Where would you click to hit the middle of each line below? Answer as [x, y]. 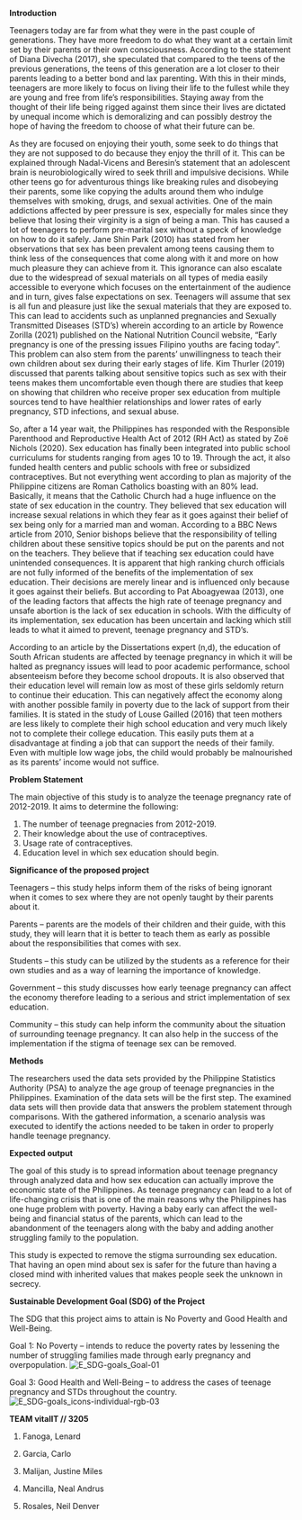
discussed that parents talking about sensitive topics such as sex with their [148, 373]
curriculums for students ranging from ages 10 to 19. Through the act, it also [150, 457]
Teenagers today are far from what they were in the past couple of [132, 30]
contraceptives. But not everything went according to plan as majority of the [151, 477]
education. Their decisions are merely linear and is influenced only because [150, 582]
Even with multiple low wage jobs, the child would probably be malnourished [151, 752]
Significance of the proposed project [80, 870]
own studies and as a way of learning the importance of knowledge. [135, 970]
